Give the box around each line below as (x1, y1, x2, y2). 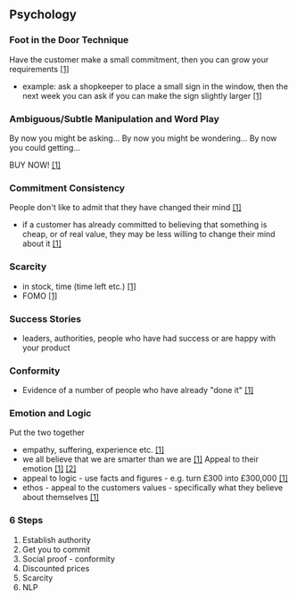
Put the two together (9, 427, 85, 438)
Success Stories (9, 312, 82, 325)
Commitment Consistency (9, 182, 126, 194)
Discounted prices (21, 563, 90, 573)
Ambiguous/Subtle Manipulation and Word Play (9, 112, 220, 125)
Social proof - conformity (21, 553, 116, 564)
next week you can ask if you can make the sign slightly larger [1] (21, 90, 262, 101)
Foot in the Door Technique (9, 34, 129, 46)
